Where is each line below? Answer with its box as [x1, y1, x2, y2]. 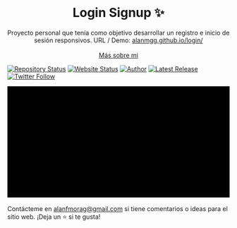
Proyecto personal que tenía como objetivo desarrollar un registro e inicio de [7, 28, 230, 37]
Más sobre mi [98, 51, 139, 59]
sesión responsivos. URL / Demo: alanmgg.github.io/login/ [34, 36, 203, 44]
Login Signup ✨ [72, 5, 165, 21]
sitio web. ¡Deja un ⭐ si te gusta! [7, 212, 101, 221]
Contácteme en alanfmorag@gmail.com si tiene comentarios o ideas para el [7, 204, 228, 212]
